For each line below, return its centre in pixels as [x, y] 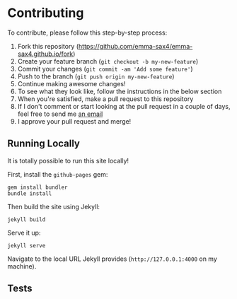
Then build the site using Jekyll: [54, 206]
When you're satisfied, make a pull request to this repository [105, 99]
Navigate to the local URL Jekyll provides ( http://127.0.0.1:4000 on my [112, 259]
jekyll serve [27, 245]
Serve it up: [24, 233]
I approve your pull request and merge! [74, 121]
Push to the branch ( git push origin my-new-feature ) [96, 76]
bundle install [30, 193]
